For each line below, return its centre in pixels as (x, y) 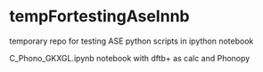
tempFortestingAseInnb (99, 16)
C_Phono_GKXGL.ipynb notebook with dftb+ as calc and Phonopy (130, 58)
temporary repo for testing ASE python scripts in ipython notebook (131, 41)
